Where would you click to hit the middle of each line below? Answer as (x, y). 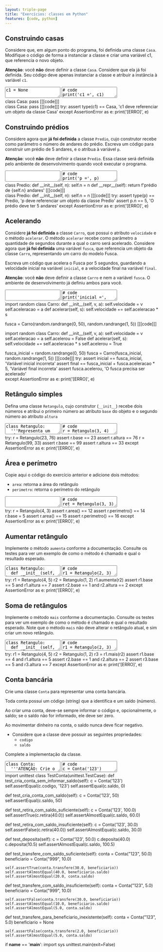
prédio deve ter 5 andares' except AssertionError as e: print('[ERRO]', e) (77, 206)
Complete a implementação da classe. (43, 754)
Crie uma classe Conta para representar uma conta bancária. (66, 691)
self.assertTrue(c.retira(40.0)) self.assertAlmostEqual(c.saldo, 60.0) (73, 815)
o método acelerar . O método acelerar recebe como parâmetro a (71, 238)
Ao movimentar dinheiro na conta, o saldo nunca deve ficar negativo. (74, 725)
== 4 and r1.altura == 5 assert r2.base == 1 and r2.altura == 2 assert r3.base (82, 659)
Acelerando (23, 221)
